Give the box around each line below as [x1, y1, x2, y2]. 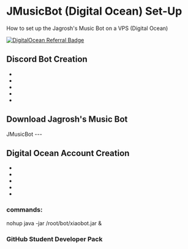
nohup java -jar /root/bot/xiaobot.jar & [6, 219, 102, 227]
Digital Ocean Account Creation [6, 148, 130, 158]
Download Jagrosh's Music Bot [6, 114, 128, 125]
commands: [6, 206, 43, 214]
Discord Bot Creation [6, 54, 88, 65]
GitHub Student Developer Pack [6, 234, 103, 243]
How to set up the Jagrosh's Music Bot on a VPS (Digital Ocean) [6, 24, 168, 32]
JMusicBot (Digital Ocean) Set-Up [6, 4, 182, 18]
